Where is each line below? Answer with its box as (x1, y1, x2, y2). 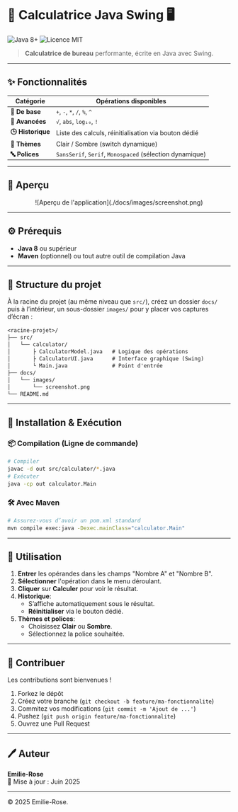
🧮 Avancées (10, 117, 47, 125)
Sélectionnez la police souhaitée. (28, 629, 125, 639)
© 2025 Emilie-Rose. (7, 798, 69, 806)
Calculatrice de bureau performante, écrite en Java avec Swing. (24, 49, 214, 57)
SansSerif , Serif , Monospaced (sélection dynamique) (56, 150, 207, 158)
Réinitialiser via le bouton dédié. (28, 607, 124, 616)
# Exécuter (7, 473, 40, 480)
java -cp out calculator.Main (7, 480, 97, 487)
